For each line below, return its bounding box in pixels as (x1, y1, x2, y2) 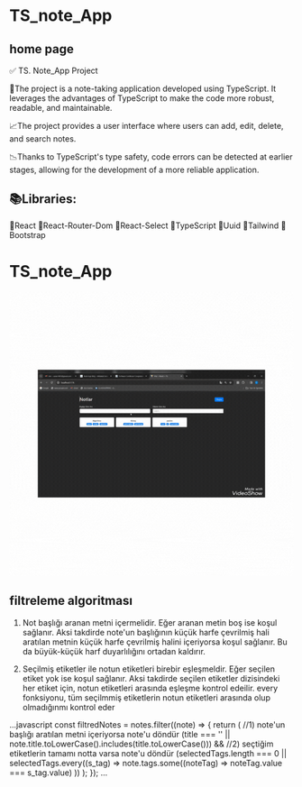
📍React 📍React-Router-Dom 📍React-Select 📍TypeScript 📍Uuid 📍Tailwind (9, 220, 279, 231)
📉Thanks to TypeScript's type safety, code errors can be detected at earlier (9, 151, 293, 162)
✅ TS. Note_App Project (9, 65, 98, 76)
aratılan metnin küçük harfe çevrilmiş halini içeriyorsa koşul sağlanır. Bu (22, 636, 288, 647)
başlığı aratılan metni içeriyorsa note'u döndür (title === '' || (9, 728, 231, 739)
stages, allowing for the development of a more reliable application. (9, 164, 260, 175)
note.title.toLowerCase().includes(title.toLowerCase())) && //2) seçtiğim (9, 738, 274, 749)
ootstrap (9, 229, 47, 240)
